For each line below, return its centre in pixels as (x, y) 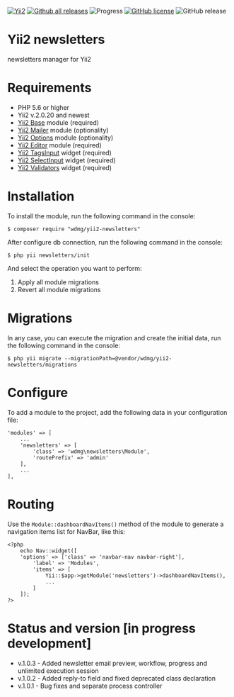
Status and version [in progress (102, 628)
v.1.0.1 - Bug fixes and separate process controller (90, 686)
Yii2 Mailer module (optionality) (63, 130)
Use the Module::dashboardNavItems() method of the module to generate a (116, 524)
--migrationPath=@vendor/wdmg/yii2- (118, 358)
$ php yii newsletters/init (49, 255)
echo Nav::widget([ (49, 551)
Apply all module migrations (58, 282)
